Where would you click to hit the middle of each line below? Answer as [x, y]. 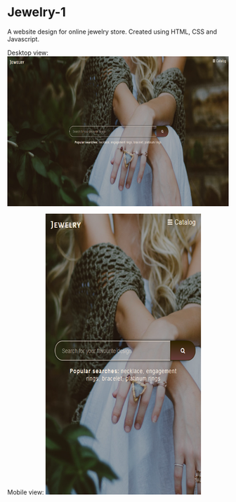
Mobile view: [26, 492]
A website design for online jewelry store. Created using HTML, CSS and [112, 32]
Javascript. [24, 39]
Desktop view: [28, 53]
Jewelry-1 [37, 12]
